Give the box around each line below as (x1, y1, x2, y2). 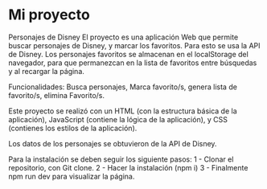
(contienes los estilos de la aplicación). (8, 123, 138, 133)
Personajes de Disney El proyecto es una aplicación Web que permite (8, 32, 239, 42)
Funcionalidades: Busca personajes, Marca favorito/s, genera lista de (8, 82, 237, 92)
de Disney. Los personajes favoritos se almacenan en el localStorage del (8, 49, 249, 59)
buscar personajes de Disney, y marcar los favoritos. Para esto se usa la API (8, 40, 261, 50)
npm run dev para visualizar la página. (8, 171, 135, 181)
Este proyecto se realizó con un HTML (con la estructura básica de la (8, 106, 237, 116)
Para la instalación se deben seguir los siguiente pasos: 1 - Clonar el (8, 154, 234, 164)
